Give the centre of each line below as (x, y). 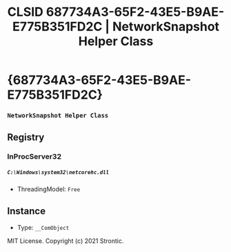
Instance (27, 211)
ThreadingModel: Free (49, 189)
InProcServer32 (34, 157)
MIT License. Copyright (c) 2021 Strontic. (66, 241)
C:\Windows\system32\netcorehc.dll (58, 173)
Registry (26, 137)
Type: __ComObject (43, 228)
